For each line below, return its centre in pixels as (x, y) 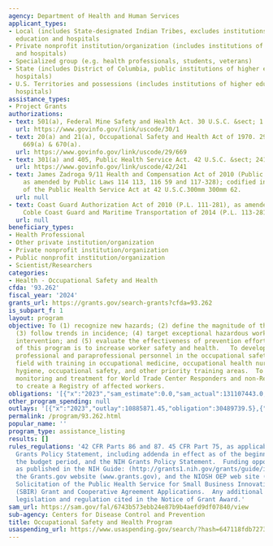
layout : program (36, 318)
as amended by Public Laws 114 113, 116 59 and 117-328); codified (139, 182)
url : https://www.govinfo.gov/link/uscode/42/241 (101, 167)
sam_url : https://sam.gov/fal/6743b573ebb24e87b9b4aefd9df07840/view (129, 507)
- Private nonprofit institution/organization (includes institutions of (136, 46)
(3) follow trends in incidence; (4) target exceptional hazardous (132, 333)
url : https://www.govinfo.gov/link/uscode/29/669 (101, 152)
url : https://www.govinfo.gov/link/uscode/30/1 (98, 129)
